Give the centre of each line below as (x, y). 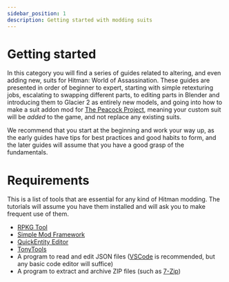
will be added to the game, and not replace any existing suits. (94, 117)
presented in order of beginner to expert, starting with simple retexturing (110, 88)
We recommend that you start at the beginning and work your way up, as (111, 130)
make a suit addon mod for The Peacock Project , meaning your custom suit (114, 110)
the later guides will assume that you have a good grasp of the (96, 145)
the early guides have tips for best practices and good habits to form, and (112, 138)
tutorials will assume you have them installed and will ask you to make (106, 207)
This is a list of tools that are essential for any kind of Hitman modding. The (114, 199)
